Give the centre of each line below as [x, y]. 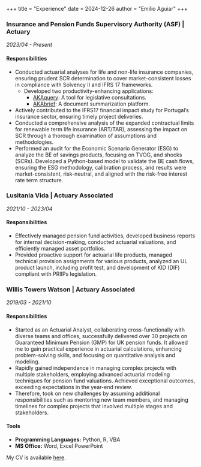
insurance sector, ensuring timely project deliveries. [79, 116]
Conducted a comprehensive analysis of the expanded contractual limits [104, 123]
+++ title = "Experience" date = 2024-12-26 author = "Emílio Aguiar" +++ [97, 9]
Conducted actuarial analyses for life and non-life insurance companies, [104, 72]
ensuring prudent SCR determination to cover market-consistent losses [103, 78]
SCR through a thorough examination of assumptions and [86, 135]
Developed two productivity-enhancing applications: [89, 91]
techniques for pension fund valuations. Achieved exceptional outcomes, [105, 381]
